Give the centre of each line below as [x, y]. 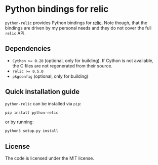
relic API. [16, 33]
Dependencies [28, 49]
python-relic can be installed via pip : [43, 103]
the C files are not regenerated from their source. [62, 66]
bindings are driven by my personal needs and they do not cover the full [78, 28]
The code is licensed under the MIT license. [50, 158]
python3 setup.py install [32, 131]
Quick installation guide [42, 92]
